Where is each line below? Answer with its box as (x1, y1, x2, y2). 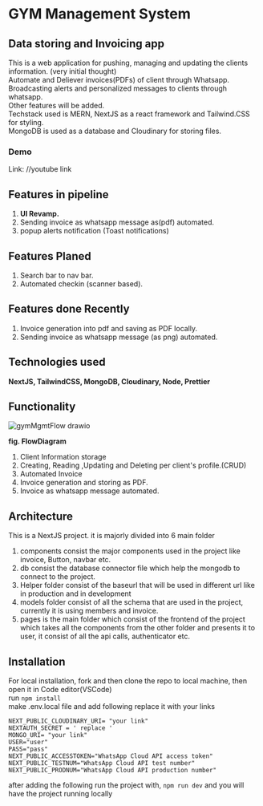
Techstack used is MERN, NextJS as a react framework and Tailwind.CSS (8, 109, 250, 119)
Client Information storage (19, 452, 107, 462)
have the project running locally (8, 788, 113, 798)
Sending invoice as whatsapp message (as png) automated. (19, 332, 218, 342)
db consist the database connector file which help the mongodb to (19, 563, 241, 573)
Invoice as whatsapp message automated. (19, 486, 160, 496)
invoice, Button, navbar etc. (19, 555, 111, 565)
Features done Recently (8, 302, 130, 316)
